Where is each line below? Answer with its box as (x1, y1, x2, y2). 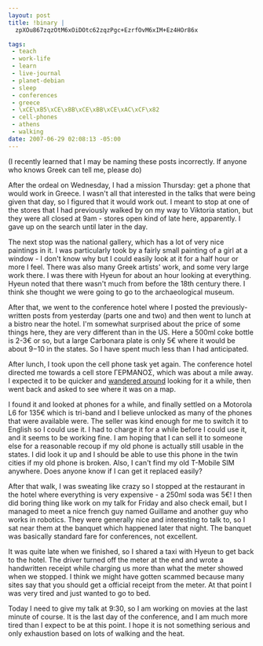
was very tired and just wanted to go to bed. (8, 588, 152, 597)
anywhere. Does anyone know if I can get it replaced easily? (8, 466, 203, 476)
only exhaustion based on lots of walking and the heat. (8, 629, 185, 638)
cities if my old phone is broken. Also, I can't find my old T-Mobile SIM (8, 458, 235, 467)
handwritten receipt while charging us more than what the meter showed (8, 563, 243, 573)
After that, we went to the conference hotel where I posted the (8, 302, 210, 312)
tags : (8, 40, 26, 48)
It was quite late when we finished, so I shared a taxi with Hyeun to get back (8, 546, 254, 556)
